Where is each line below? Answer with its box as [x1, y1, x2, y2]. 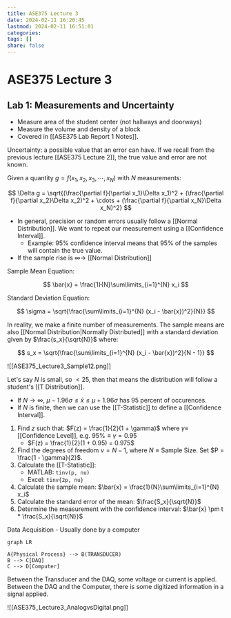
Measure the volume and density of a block [17, 125, 141, 133]
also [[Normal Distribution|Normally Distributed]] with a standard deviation [7, 327, 219, 336]
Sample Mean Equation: [7, 267, 74, 275]
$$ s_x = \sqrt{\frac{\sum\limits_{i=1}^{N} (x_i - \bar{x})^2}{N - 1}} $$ [17, 348, 215, 356]
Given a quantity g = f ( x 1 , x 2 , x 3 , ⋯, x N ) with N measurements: [7, 174, 181, 184]
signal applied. [7, 590, 49, 598]
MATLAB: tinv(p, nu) [27, 467, 90, 476]
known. [7, 160, 28, 168]
